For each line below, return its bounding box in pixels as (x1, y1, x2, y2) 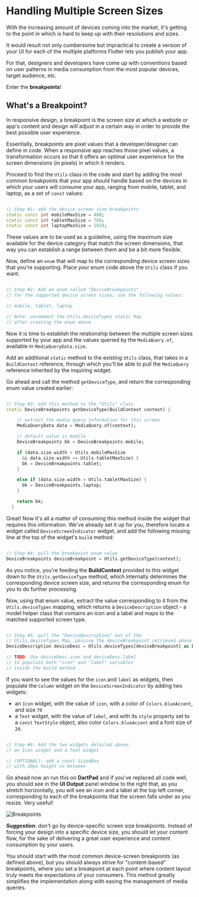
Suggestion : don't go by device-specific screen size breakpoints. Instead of (6, 822, 192, 829)
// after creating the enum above (6, 319, 92, 325)
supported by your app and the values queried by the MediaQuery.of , (6, 336, 174, 343)
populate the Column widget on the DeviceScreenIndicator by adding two (6, 682, 182, 689)
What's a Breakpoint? (6, 101, 88, 111)
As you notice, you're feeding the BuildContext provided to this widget (6, 566, 179, 574)
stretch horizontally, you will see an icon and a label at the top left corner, (6, 787, 185, 794)
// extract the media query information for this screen (17, 417, 161, 423)
